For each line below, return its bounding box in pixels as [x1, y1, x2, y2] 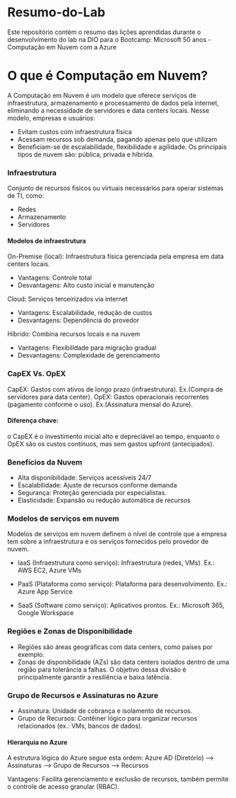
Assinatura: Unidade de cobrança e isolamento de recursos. [17, 706, 193, 715]
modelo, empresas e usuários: [7, 113, 95, 122]
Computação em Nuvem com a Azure [7, 43, 117, 51]
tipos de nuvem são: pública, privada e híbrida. [17, 150, 155, 158]
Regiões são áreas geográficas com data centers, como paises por [17, 643, 213, 651]
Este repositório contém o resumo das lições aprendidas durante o [7, 28, 201, 36]
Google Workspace [17, 609, 74, 617]
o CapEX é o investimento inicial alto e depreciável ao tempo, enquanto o [7, 432, 220, 440]
